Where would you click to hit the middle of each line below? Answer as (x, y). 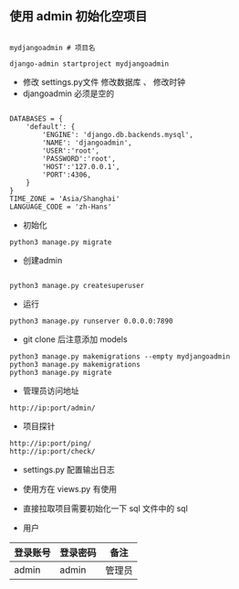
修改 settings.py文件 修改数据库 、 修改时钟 (104, 81)
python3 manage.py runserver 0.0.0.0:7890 (91, 321)
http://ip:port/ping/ (51, 443)
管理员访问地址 (51, 391)
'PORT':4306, (67, 175)
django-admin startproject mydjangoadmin (89, 64)
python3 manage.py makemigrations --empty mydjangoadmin (120, 356)
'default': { (51, 126)
